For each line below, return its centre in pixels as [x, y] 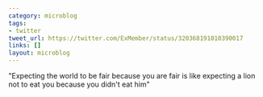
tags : [17, 23]
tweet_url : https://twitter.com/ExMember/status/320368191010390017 [126, 38]
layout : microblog [39, 53]
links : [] [25, 46]
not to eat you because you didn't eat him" [79, 84]
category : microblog [43, 16]
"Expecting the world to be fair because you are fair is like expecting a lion [132, 76]
